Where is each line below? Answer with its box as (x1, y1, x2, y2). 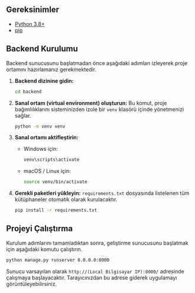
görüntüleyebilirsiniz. (6, 280, 57, 287)
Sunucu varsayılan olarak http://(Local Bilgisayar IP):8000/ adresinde (6, 268, 184, 275)
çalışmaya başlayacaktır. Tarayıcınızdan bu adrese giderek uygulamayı (6, 274, 177, 281)
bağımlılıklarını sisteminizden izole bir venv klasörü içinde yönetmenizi (14, 106, 184, 113)
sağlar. (14, 112, 31, 119)
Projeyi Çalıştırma (6, 224, 73, 234)
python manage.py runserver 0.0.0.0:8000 (6, 257, 110, 263)
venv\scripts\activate (23, 157, 80, 163)
